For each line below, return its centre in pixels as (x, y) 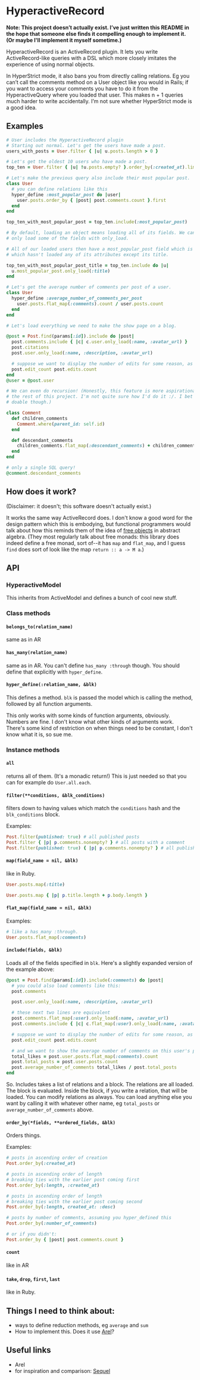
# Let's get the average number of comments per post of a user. (89, 287)
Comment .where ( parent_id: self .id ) (61, 424)
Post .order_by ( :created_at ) (41, 1164)
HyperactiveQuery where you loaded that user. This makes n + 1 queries (95, 95)
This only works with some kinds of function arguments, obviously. (88, 715)
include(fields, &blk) (34, 950)
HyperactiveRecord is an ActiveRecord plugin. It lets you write (82, 51)
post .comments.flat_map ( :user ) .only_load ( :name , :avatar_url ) (90, 1018)
